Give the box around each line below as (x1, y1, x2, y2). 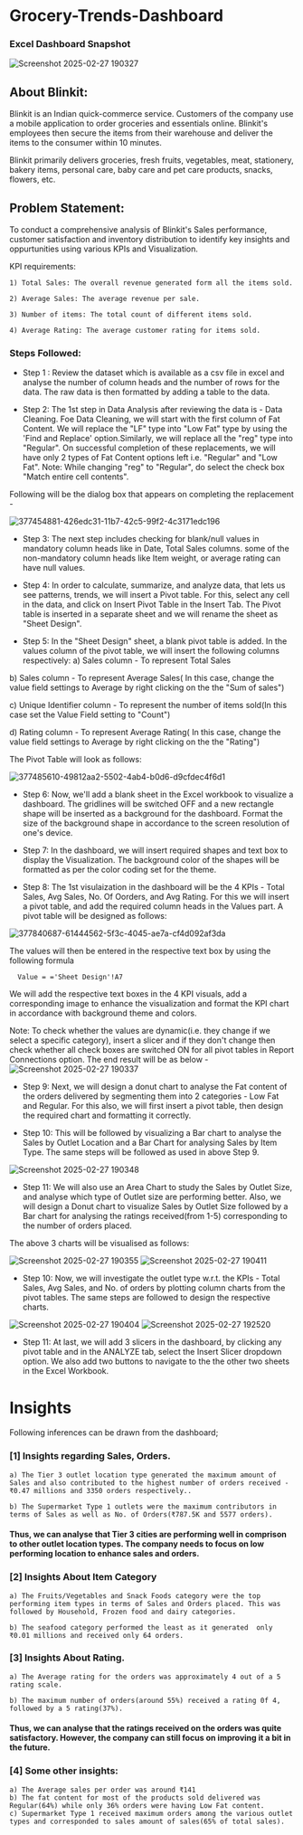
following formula (9, 955, 75, 966)
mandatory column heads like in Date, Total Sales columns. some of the (22, 544, 289, 554)
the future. (9, 1742, 52, 1753)
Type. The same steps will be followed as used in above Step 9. (22, 1147, 260, 1158)
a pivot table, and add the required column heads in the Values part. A (22, 901, 284, 912)
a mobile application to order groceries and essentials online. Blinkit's (9, 118, 269, 129)
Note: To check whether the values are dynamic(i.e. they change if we (9, 1026, 271, 1036)
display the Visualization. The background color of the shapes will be (22, 855, 280, 865)
